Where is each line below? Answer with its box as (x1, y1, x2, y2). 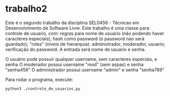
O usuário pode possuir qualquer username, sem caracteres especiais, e (5, 56, 157, 62)
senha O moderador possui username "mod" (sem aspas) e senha (5, 61, 144, 67)
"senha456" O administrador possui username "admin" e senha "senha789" (5, 66, 165, 73)
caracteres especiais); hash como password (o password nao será (5, 36, 145, 42)
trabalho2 (5, 3, 47, 15)
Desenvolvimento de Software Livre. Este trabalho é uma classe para (5, 25, 150, 31)
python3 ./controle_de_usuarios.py (5, 86, 81, 91)
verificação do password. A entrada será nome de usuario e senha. (5, 46, 146, 52)
